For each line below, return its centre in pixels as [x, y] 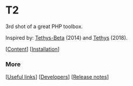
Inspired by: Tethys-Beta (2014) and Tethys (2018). [66, 37]
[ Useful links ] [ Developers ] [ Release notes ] [57, 77]
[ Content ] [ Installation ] [32, 49]
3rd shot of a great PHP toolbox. [44, 26]
